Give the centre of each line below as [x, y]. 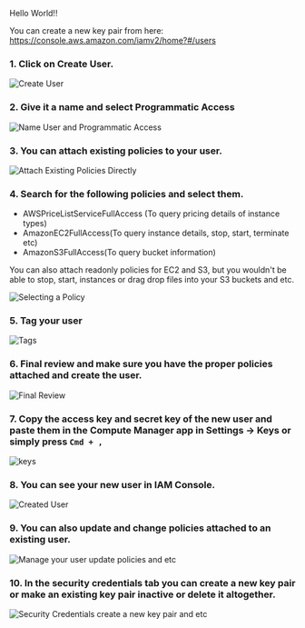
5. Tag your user [46, 321]
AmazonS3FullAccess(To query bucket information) [119, 253]
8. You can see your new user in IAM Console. [113, 485]
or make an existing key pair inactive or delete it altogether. [143, 594]
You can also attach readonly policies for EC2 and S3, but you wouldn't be [148, 270]
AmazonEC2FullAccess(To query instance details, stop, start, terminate [156, 233]
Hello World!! [34, 13]
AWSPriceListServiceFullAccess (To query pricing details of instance [151, 214]
